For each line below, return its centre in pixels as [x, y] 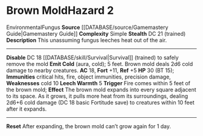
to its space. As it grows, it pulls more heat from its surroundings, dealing [97, 96]
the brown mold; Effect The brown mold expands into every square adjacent [101, 89]
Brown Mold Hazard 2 [60, 11]
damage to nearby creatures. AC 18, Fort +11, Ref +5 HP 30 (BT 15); [90, 70]
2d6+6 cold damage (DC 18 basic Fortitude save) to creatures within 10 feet [100, 102]
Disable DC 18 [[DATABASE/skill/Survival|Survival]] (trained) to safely [93, 57]
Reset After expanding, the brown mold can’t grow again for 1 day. [89, 126]
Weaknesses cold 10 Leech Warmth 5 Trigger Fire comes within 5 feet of [98, 83]
